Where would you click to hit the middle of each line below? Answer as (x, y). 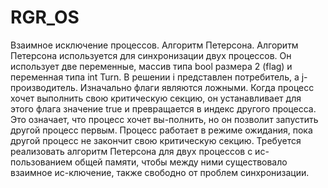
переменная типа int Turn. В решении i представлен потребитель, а (155, 77)
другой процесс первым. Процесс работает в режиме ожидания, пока (161, 130)
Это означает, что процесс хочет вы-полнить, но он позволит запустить (164, 119)
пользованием (41, 162)
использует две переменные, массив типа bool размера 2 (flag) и (151, 66)
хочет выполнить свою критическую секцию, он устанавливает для (156, 98)
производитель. (44, 87)
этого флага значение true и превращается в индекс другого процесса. (163, 108)
